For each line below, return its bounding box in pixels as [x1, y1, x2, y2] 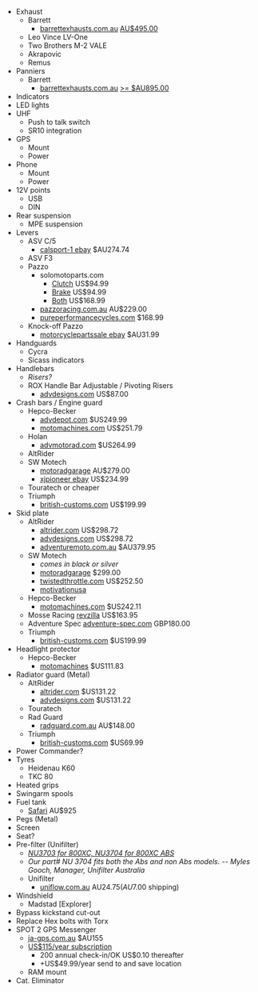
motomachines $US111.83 [39, 662, 124, 670]
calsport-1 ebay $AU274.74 [39, 245, 130, 254]
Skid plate [15, 508, 50, 518]
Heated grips [15, 780, 59, 790]
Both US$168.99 [51, 296, 105, 305]
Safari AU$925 [27, 806, 77, 815]
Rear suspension [15, 211, 72, 220]
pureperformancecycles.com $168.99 [39, 313, 164, 322]
